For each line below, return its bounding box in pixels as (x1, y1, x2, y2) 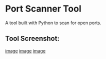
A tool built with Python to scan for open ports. (5, 20, 101, 26)
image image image (5, 47, 46, 53)
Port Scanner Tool (5, 3, 81, 15)
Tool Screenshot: (5, 34, 60, 43)
